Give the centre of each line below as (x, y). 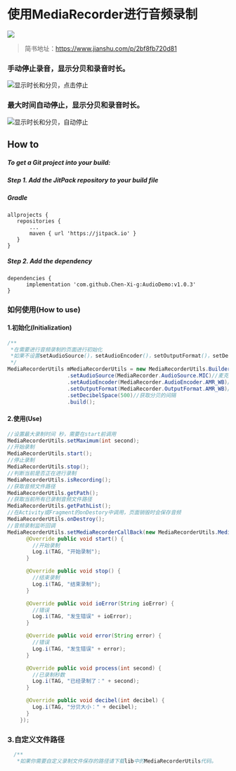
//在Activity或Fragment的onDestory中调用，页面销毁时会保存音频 (94, 513)
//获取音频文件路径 (32, 487)
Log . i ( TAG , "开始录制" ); (67, 552)
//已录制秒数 (49, 675)
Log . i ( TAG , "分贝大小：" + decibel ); (85, 707)
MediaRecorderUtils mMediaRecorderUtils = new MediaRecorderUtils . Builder (119, 369)
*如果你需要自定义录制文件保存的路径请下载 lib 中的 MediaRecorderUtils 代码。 (117, 761)
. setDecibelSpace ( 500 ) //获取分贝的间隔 (122, 395)
